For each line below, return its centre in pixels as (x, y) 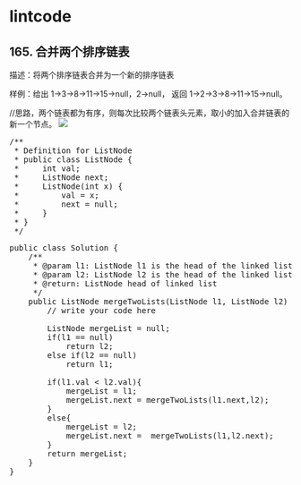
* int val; (47, 169)
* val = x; (57, 196)
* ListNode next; (61, 178)
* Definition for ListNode (73, 151)
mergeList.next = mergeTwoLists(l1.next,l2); (168, 400)
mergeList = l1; (101, 391)
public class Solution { (64, 248)
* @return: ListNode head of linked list (125, 284)
